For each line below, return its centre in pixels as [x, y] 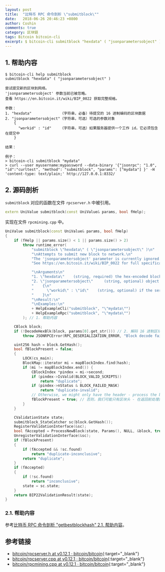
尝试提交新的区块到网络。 [27, 88]
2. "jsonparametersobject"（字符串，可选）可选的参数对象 [60, 118]
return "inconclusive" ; [55, 481]
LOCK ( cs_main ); [38, 358]
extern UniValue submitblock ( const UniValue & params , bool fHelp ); [76, 212]
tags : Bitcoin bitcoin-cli [33, 37]
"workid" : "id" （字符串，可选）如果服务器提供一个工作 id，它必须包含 [88, 128]
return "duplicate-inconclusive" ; [67, 454]
